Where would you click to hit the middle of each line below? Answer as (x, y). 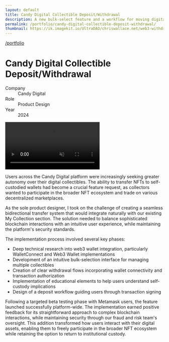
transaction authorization (38, 276)
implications (43, 286)
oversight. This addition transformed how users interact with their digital (80, 323)
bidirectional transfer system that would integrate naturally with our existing (83, 213)
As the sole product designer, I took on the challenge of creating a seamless (84, 208)
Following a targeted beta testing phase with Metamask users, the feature (81, 302)
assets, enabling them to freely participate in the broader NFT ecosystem (81, 328)
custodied (16, 187)
